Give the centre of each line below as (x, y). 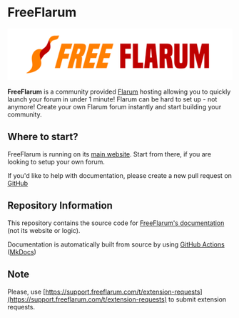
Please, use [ (26, 292)
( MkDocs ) (22, 252)
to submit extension (198, 299)
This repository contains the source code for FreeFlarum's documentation (116, 223)
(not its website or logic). (44, 230)
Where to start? (43, 137)
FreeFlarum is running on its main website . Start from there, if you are (110, 154)
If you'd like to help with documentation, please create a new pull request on (119, 175)
